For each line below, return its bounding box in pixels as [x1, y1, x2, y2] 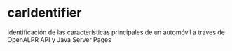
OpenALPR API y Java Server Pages [7, 35, 112, 43]
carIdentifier [7, 5, 82, 21]
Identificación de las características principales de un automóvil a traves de [7, 28, 226, 36]
